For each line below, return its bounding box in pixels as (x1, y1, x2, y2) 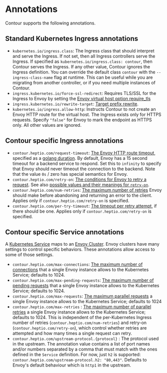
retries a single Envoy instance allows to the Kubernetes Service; (12, 309, 146, 315)
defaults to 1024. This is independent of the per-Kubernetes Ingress (12, 315, 152, 321)
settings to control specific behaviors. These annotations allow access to (5, 246, 156, 253)
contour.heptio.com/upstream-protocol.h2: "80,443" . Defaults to (12, 357, 147, 363)
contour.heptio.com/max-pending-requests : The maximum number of (12, 277, 154, 283)
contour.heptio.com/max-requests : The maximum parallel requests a (12, 293, 153, 299)
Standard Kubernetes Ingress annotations (5, 34, 139, 43)
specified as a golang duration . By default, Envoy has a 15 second (12, 155, 148, 161)
